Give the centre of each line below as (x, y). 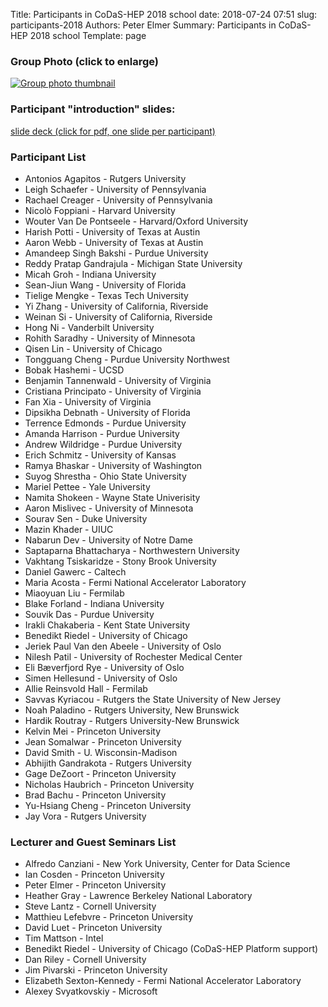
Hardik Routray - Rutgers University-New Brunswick (132, 720)
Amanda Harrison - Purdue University (102, 433)
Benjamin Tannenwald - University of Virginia (118, 380)
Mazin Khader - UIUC (69, 529)
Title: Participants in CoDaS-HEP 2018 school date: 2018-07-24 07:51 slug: (164, 14)
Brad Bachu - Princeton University (95, 795)
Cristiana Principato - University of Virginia (113, 391)
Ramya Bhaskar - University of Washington (113, 465)
